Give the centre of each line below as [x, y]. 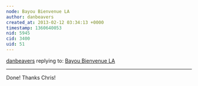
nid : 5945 [18, 33]
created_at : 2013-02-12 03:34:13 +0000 [55, 22]
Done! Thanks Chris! [31, 77]
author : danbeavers [30, 17]
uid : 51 [16, 44]
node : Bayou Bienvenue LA [38, 11]
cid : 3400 [18, 39]
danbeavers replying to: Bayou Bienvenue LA [61, 61]
